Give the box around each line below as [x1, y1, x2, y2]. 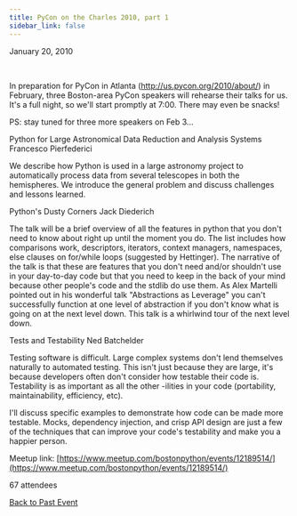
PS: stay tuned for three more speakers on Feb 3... [9, 117, 194, 127]
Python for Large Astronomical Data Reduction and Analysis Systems [9, 133, 262, 144]
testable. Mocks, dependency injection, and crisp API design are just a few [9, 416, 283, 427]
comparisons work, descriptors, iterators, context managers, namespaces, [9, 242, 283, 253]
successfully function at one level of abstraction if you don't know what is [9, 299, 280, 310]
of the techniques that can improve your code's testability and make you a [9, 426, 282, 437]
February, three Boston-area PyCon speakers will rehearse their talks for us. [9, 90, 288, 101]
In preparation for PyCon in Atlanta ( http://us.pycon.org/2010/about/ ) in [9, 80, 270, 91]
